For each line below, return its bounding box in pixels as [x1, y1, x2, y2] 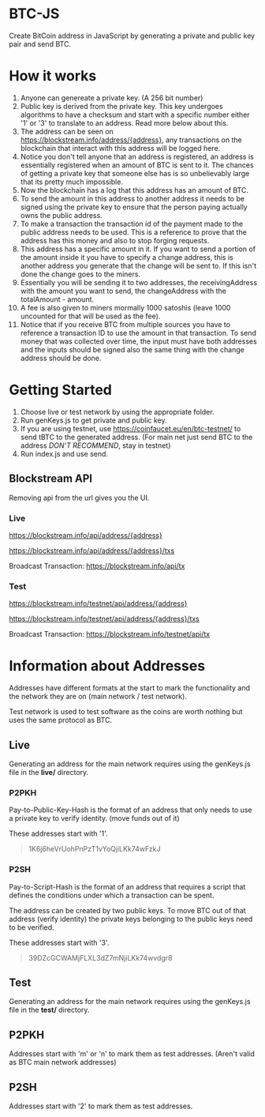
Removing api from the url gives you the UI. [9, 493, 150, 502]
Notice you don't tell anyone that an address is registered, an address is [20, 152, 255, 161]
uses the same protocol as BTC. [9, 716, 113, 725]
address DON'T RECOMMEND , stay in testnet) [20, 440, 171, 450]
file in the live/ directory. [9, 767, 89, 777]
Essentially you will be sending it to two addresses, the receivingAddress [20, 277, 258, 287]
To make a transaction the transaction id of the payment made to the [20, 219, 244, 228]
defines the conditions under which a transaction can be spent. [9, 890, 215, 900]
